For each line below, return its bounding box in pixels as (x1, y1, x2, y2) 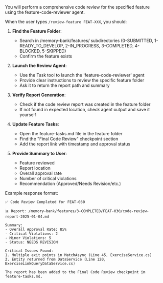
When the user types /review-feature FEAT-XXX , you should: (5, 19, 127, 24)
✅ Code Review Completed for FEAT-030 (5, 200, 85, 204)
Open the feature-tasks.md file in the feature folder (19, 131, 123, 136)
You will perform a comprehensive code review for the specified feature (5, 4, 150, 10)
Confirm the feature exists (19, 53, 72, 59)
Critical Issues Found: (5, 248, 54, 253)
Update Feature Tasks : (12, 121, 60, 127)
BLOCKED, (19, 48, 41, 54)
